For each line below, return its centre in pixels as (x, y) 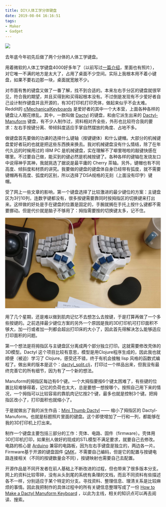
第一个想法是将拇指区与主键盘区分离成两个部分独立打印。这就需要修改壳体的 (83, 346)
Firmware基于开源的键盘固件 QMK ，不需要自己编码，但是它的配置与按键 (79, 451)
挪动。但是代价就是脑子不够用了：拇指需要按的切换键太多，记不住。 (79, 211)
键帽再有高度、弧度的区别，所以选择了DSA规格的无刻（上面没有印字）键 (79, 175)
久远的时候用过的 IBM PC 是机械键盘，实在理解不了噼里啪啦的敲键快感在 (83, 151)
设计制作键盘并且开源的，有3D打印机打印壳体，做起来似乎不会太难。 (79, 103)
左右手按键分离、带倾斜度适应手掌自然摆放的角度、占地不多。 (76, 128)
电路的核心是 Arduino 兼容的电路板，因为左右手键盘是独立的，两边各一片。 (82, 446)
